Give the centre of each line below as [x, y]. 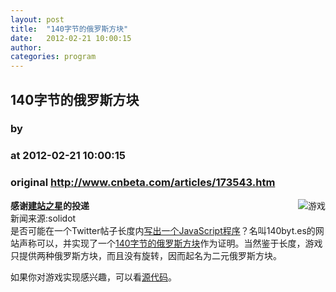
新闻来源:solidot [43, 218]
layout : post [37, 19]
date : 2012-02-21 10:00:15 [71, 38]
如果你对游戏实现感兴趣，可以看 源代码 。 [93, 277]
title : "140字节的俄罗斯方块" [69, 29]
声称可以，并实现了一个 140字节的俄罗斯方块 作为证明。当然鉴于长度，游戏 [170, 243]
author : [26, 47]
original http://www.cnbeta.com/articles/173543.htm [143, 183]
